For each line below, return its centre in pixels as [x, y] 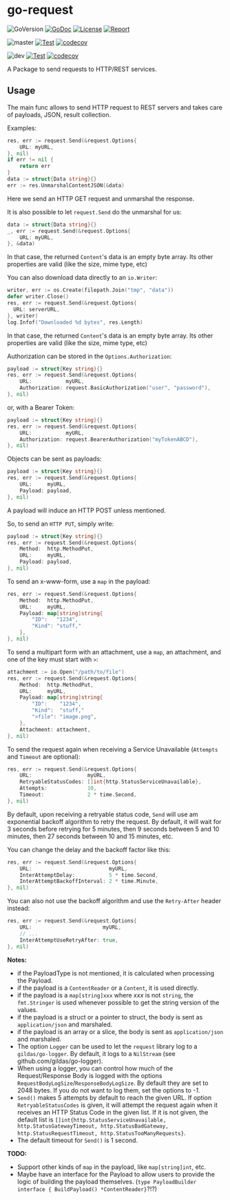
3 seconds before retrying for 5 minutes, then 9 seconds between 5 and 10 [113, 829]
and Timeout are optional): [44, 756]
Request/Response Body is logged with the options [90, 1075]
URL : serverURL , [36, 309]
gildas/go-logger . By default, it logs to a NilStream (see [96, 1053]
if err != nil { [30, 160]
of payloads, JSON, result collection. [59, 114]
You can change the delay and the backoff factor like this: [89, 849]
